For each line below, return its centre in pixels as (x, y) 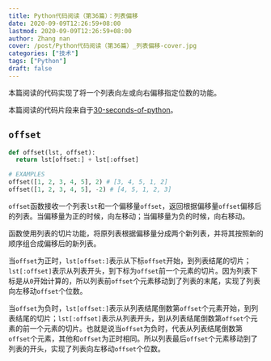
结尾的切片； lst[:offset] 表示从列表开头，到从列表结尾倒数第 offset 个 (133, 318)
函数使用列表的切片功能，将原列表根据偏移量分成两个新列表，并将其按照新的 (136, 233)
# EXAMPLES (27, 175)
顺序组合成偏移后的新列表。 (55, 243)
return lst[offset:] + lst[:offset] (77, 160)
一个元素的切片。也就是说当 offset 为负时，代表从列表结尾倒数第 (136, 328)
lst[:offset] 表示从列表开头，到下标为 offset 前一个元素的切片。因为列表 (129, 270)
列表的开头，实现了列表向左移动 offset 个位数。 (87, 348)
